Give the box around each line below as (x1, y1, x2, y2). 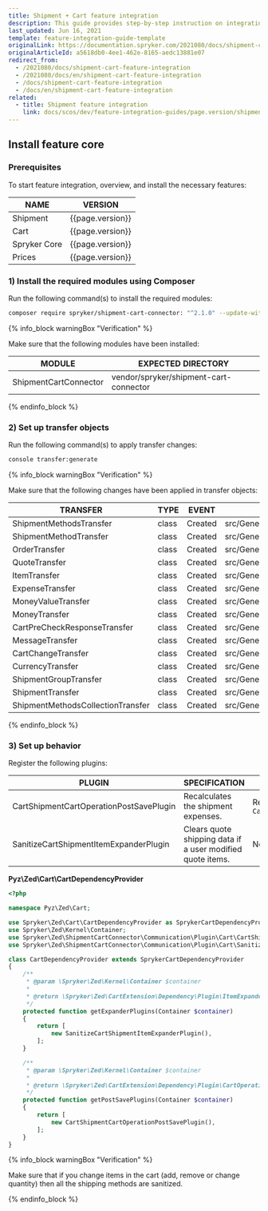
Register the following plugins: (8, 759, 108, 768)
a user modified (183, 844, 242, 855)
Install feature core (8, 137, 104, 152)
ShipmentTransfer (12, 687, 80, 698)
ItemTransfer (12, 570, 60, 581)
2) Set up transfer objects (8, 421, 109, 432)
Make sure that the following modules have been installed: (8, 339, 199, 349)
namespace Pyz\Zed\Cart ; (8, 904, 91, 912)
